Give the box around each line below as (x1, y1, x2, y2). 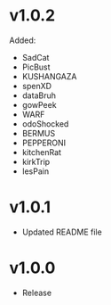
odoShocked (21, 118, 69, 129)
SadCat (21, 52, 50, 62)
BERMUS (21, 128, 56, 138)
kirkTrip (21, 156, 51, 167)
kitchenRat (21, 146, 62, 157)
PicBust (21, 62, 51, 72)
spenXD (21, 80, 52, 91)
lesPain (21, 166, 50, 177)
